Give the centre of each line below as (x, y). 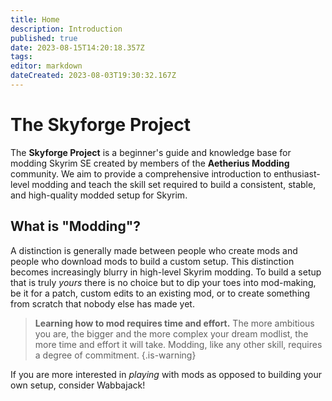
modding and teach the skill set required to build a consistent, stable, (174, 184)
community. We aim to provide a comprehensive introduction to (141, 173)
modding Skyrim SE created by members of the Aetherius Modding (150, 163)
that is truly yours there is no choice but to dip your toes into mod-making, (163, 282)
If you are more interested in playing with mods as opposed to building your (166, 374)
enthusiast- (297, 173)
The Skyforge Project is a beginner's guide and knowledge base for (151, 152)
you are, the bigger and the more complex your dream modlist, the (171, 333)
